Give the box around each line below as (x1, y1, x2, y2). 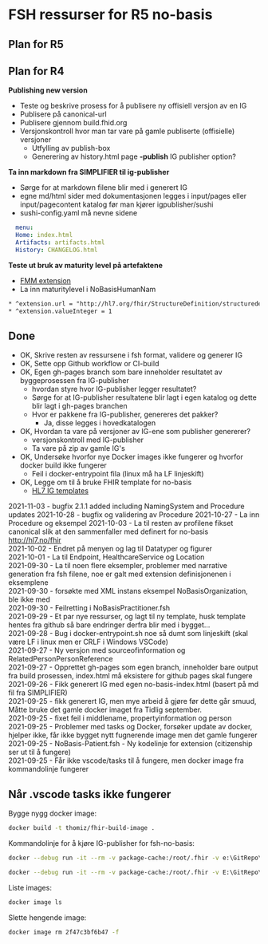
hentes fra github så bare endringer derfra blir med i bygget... (8, 620, 211, 630)
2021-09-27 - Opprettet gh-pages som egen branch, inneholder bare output (8, 662, 258, 672)
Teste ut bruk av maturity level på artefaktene (8, 260, 164, 270)
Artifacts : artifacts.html (15, 239, 105, 247)
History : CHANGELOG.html (15, 246, 98, 255)
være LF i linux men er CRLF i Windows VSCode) (8, 637, 169, 647)
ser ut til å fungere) (8, 748, 72, 757)
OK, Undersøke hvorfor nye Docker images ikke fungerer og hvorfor (19, 452, 243, 462)
